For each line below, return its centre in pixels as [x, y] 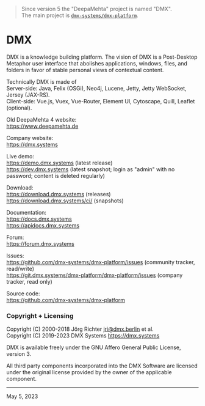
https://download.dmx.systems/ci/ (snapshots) [65, 201]
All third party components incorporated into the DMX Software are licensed [102, 366]
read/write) [20, 268]
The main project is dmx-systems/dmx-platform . [80, 15]
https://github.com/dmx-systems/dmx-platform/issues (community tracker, [101, 262]
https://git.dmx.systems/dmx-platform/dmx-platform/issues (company [95, 275]
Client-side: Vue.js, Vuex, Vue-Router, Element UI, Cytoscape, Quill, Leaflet [101, 101]
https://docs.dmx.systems [39, 219]
